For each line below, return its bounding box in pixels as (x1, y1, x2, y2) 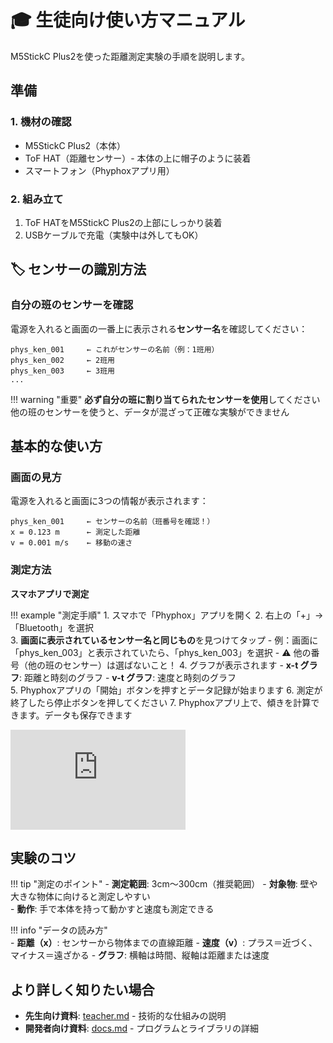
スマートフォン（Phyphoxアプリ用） (24, 164, 175, 176)
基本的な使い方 (10, 438, 103, 455)
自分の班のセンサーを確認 (10, 298, 134, 312)
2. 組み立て (10, 192, 64, 206)
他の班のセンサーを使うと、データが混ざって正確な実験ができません (10, 406, 290, 418)
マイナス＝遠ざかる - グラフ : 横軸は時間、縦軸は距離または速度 (10, 949, 270, 961)
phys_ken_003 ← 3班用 (10, 366, 115, 376)
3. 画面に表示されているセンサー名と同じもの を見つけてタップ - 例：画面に (10, 634, 319, 646)
